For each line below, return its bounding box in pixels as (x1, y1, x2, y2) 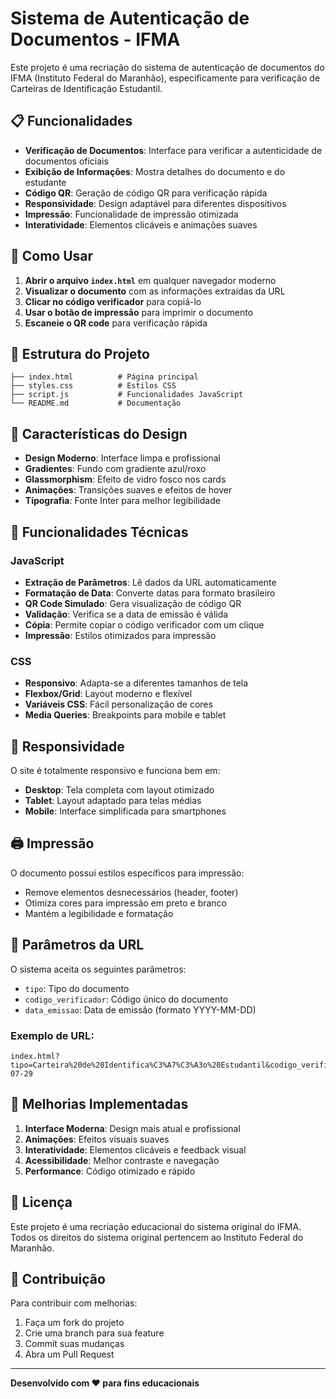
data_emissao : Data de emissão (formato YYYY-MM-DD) (24, 1003, 257, 1016)
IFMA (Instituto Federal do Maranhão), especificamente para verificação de (10, 72, 321, 84)
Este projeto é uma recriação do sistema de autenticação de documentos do (10, 61, 325, 73)
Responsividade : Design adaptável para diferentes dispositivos (24, 197, 287, 209)
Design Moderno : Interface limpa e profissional (24, 452, 222, 464)
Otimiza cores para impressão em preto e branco (24, 897, 227, 909)
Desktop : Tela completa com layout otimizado (24, 783, 215, 796)
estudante (24, 176, 67, 188)
